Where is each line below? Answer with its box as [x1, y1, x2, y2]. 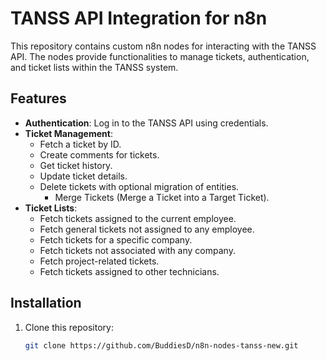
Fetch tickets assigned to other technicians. [39, 265, 220, 277]
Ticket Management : [24, 127, 113, 139]
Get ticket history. [39, 159, 113, 171]
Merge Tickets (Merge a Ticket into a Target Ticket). [54, 191, 270, 203]
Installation [10, 295, 82, 312]
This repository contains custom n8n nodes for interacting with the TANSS [10, 40, 317, 52]
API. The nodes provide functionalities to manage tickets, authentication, [10, 50, 310, 62]
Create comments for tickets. [39, 148, 160, 161]
